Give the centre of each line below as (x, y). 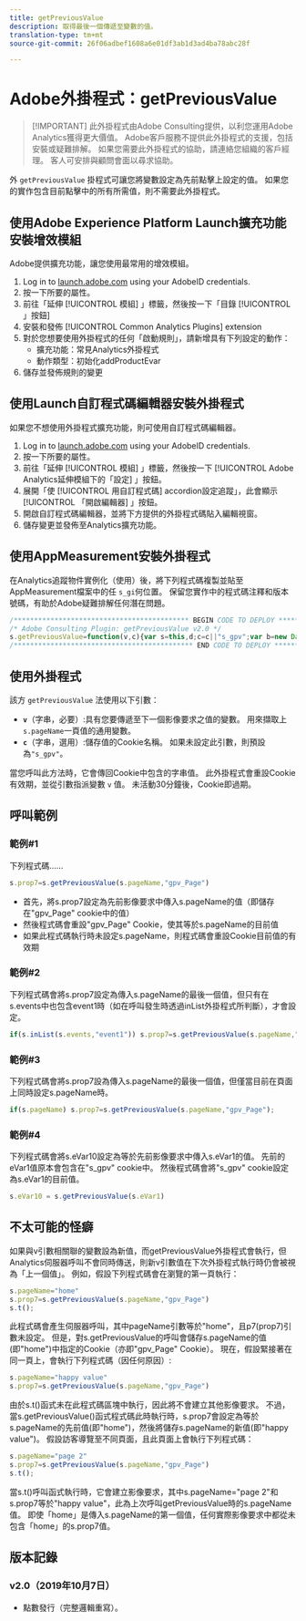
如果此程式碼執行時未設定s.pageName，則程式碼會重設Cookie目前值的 (155, 935)
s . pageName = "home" (44, 1291)
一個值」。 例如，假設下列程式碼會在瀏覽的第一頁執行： (136, 1274)
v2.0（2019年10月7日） (62, 1585)
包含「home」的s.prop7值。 (62, 1526)
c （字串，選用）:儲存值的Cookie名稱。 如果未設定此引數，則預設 (144, 742)
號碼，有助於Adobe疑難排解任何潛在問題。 (90, 603)
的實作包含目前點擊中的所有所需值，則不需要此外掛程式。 (117, 191)
